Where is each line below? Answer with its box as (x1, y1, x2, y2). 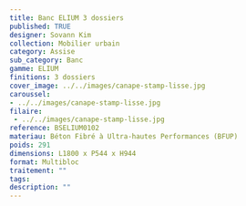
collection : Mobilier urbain (9, 38, 120, 48)
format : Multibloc (9, 157, 79, 167)
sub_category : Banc (9, 56, 84, 65)
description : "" (9, 183, 71, 192)
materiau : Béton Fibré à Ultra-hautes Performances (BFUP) (9, 132, 239, 141)
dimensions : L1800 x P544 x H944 (9, 149, 137, 158)
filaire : (9, 107, 43, 116)
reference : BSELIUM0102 (9, 124, 100, 133)
